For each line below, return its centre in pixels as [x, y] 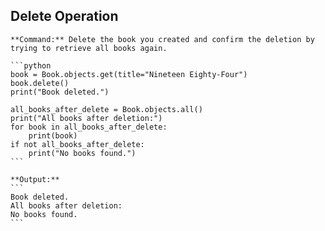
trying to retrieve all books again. [89, 48]
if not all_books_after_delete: [77, 144]
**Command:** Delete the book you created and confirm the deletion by [162, 39]
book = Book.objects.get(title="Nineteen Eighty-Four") [129, 74]
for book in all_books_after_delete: [89, 127]
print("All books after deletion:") [86, 118]
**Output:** [35, 179]
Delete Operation [64, 16]
